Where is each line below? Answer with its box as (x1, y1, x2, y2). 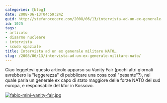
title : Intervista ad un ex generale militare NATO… (5, 49, 117, 53)
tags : (5, 26, 16, 31)
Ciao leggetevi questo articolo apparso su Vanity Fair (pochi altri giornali (5, 67, 153, 73)
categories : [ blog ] (5, 7, 46, 12)
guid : (5, 16, 16, 21)
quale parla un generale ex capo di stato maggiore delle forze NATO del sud (5, 77, 161, 83)
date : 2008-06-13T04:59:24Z (5, 12, 64, 17)
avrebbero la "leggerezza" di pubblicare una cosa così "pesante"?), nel (5, 72, 151, 78)
